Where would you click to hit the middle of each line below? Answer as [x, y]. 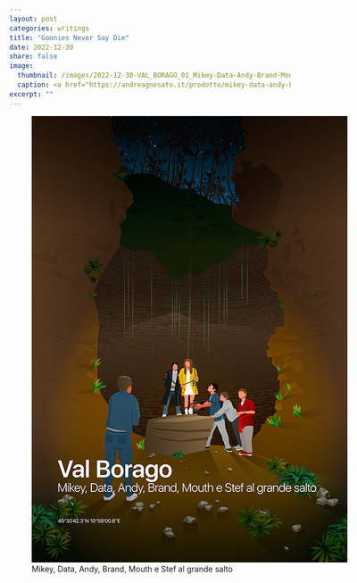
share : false [33, 57]
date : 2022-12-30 [42, 47]
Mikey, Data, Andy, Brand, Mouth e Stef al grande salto [133, 569]
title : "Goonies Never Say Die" [69, 37]
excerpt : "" [31, 94]
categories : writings [50, 28]
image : [21, 66]
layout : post [33, 19]
